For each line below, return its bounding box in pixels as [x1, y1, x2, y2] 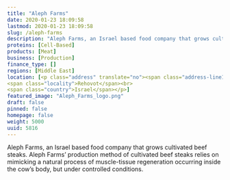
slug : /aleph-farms [7, 29, 63, 36]
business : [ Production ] [7, 55, 75, 62]
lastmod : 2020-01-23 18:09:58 [7, 23, 94, 29]
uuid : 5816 [7, 125, 38, 131]
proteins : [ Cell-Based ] [7, 42, 75, 49]
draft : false [7, 99, 44, 106]
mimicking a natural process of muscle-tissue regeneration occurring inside [7, 158, 221, 166]
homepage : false [7, 112, 53, 118]
